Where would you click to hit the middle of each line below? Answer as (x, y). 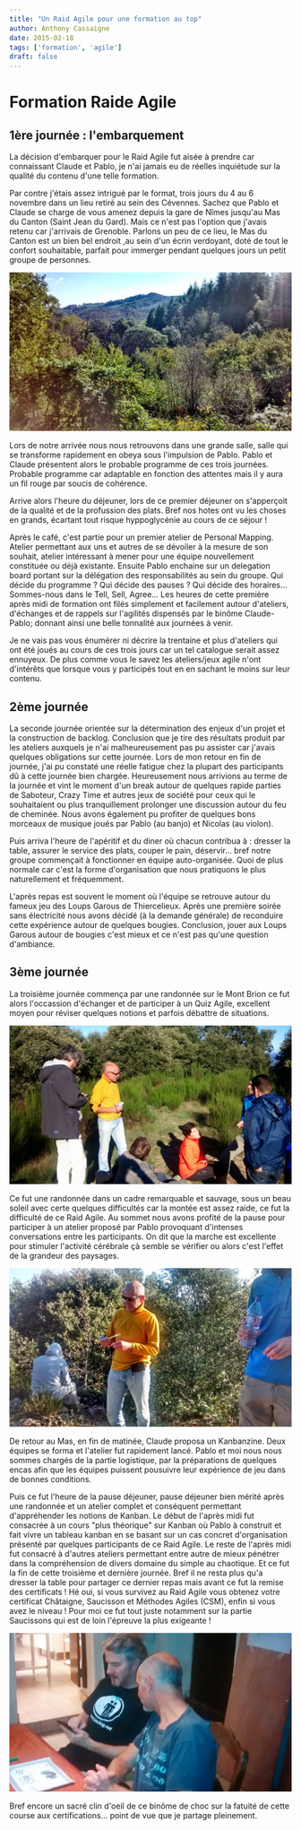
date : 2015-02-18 (42, 38)
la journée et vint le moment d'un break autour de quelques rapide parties (146, 785)
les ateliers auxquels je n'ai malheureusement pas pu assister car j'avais (142, 748)
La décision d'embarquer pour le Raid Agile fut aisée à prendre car (132, 157)
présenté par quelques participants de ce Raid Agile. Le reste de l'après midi (150, 1544)
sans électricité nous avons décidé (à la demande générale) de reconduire (146, 915)
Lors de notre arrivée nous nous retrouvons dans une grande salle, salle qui (149, 446)
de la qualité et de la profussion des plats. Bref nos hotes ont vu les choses (148, 510)
